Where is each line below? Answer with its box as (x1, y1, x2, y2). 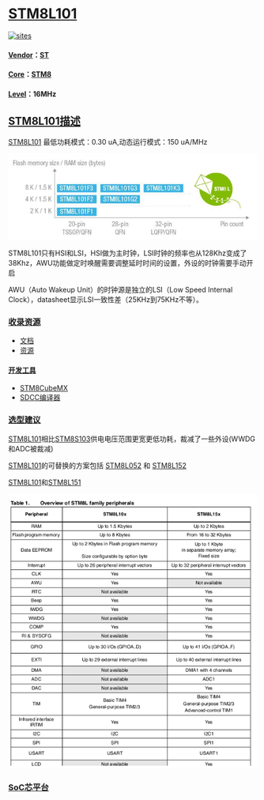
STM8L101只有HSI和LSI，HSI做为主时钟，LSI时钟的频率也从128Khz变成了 (8, 248, 247, 258)
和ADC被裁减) (8, 443, 54, 453)
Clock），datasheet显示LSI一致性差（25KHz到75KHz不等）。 (8, 294, 203, 304)
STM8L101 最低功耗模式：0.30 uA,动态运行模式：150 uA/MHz (8, 137, 208, 146)
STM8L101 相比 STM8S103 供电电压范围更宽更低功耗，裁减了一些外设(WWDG (8, 434, 255, 443)
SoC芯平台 (8, 782, 49, 793)
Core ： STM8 (8, 70, 52, 79)
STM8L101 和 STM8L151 (8, 477, 81, 487)
